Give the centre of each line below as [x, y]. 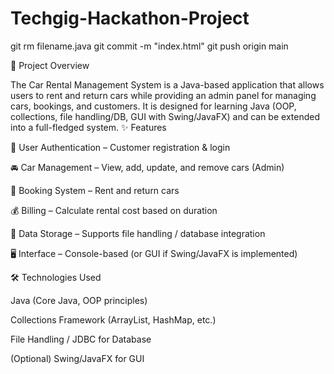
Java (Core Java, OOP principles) [79, 300]
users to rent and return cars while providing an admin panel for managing [163, 95]
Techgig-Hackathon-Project [130, 18]
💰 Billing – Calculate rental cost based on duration [114, 210]
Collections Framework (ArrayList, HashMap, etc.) [113, 319]
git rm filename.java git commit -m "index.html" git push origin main [149, 46]
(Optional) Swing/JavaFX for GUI [77, 358]
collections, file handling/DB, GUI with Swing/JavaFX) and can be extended [165, 116]
